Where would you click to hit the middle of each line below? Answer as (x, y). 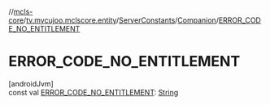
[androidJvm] (31, 83)
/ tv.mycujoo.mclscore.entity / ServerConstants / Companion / (121, 20)
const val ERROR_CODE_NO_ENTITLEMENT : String (94, 92)
